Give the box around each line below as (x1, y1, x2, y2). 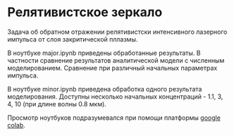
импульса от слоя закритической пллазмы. (7, 35, 138, 43)
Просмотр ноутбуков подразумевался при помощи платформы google (7, 113, 221, 122)
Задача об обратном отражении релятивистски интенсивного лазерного (7, 27, 228, 36)
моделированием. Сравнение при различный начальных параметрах (7, 63, 218, 72)
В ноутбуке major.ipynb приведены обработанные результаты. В (7, 49, 201, 57)
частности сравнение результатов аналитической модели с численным (7, 56, 225, 64)
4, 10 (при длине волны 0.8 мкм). (7, 99, 107, 108)
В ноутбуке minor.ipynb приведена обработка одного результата (7, 85, 202, 93)
